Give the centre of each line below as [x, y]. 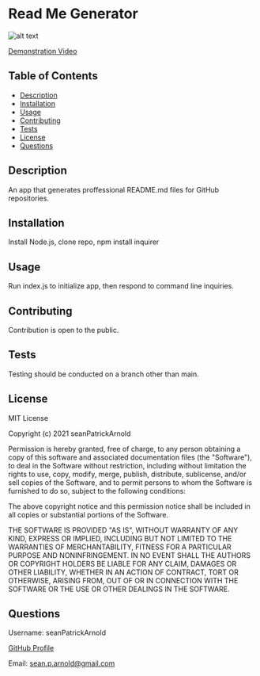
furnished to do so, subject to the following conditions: [97, 491]
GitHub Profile [31, 648]
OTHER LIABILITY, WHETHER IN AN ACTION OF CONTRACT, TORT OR [123, 572]
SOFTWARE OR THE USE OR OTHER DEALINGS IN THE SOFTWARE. [119, 589]
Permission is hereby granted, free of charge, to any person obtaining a [124, 449]
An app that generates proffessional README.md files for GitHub [114, 189]
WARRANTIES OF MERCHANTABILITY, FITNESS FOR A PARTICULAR [120, 547]
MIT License [28, 418]
